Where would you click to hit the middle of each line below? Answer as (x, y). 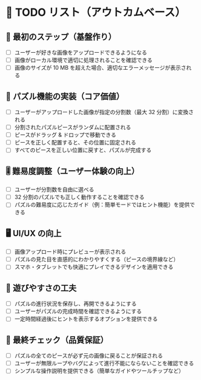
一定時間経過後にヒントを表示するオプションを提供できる (86, 319)
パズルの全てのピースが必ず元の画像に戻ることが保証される (89, 356)
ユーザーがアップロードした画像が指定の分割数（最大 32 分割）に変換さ (104, 112)
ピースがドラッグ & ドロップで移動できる (65, 135)
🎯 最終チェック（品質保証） (57, 340)
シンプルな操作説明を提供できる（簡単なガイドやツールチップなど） (99, 371)
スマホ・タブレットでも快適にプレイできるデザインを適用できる (94, 267)
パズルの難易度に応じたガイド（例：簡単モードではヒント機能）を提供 (102, 205)
